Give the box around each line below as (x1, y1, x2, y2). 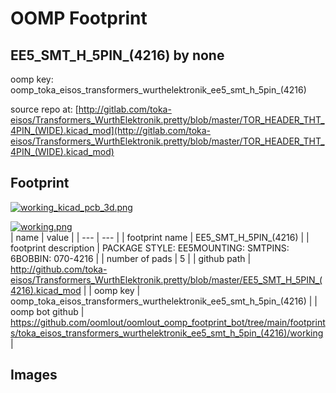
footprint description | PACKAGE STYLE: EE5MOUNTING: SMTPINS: (10, 242, 290, 254)
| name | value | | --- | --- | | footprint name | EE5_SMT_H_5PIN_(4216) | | (10, 231, 310, 243)
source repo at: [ (10, 103, 79, 115)
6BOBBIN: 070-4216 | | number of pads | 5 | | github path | (10, 252, 252, 264)
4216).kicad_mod (10, 284, 82, 296)
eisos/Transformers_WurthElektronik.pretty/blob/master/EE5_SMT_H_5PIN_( (10, 273, 323, 286)
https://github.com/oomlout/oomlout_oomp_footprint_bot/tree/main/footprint (10, 316, 326, 328)
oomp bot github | (10, 305, 85, 317)
